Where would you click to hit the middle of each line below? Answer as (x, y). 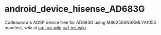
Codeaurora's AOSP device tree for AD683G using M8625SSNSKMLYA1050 (80, 22)
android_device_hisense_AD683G (75, 9)
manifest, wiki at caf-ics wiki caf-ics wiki (45, 27)
